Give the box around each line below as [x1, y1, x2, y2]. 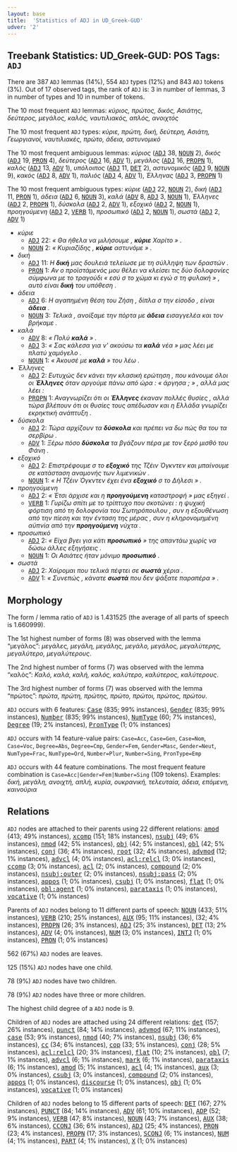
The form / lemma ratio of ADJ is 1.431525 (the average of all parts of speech [7, 613, 229, 622]
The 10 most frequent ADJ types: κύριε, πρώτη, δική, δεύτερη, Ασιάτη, [7, 128, 210, 136]
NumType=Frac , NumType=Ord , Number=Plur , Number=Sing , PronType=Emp [7, 749, 202, 757]
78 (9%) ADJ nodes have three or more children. [7, 990, 146, 999]
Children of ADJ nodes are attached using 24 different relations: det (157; [7, 1018, 219, 1026]
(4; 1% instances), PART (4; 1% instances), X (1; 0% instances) [7, 1136, 188, 1145]
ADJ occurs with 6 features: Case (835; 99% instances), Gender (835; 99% [7, 706, 226, 713]
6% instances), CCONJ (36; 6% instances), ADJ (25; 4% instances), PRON [7, 1121, 219, 1130]
